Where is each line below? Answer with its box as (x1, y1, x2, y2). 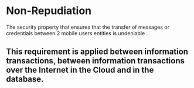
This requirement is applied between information (6, 47, 189, 57)
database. (6, 75, 44, 84)
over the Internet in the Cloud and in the (6, 65, 154, 75)
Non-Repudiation (6, 4, 92, 18)
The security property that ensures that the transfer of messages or (6, 23, 170, 31)
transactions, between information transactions (6, 56, 185, 66)
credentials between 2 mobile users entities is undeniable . (6, 29, 148, 36)
